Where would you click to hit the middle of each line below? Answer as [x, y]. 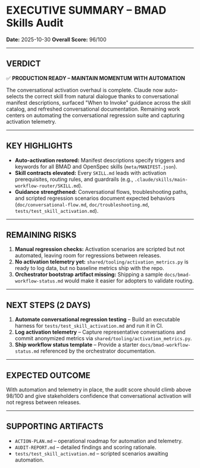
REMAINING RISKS [41, 235]
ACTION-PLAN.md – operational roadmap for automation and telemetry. [99, 441]
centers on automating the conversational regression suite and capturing [95, 115]
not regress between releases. [43, 402]
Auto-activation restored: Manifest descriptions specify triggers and [100, 160]
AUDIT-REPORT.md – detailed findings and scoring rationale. [85, 447]
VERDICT [24, 64]
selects [15, 96]
